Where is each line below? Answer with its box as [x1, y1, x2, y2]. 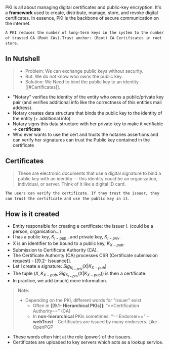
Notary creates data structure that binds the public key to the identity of [12, 110, 162, 116]
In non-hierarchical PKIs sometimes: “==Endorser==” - [32, 313, 149, 320]
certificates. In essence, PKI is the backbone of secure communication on [5, 15, 159, 21]
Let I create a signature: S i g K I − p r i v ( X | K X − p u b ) [12, 263, 107, 271]
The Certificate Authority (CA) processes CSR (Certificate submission [12, 253, 158, 259]
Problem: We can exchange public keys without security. [25, 68, 144, 74]
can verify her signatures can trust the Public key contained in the [12, 136, 150, 143]
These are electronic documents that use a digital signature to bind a [17, 170, 161, 176]
